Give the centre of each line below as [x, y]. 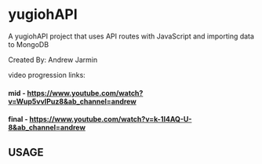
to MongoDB [29, 44]
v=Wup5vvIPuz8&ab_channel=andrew [73, 101]
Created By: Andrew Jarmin [53, 60]
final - [18, 119]
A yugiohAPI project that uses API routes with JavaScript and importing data [131, 36]
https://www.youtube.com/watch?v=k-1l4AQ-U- [111, 119]
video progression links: [47, 75]
